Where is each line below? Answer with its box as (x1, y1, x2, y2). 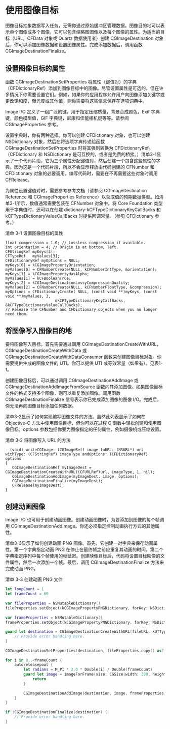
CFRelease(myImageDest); (12, 483, 65, 488)
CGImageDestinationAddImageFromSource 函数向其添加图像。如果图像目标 (5, 384, 163, 390)
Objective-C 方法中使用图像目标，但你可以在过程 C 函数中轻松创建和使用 (5, 420, 157, 426)
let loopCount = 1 (5, 587, 44, 592)
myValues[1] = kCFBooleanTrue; (5, 276, 71, 281)
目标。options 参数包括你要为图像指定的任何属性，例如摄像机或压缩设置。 (9, 426, 164, 432)
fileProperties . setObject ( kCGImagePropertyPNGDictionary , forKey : (5, 605, 148, 610)
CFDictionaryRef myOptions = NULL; (5, 258, 80, 263)
